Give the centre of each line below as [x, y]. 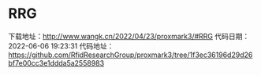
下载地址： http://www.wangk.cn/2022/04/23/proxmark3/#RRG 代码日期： [129, 36]
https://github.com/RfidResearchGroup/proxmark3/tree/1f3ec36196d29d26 [130, 55]
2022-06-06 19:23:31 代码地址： [61, 46]
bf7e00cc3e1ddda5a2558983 [56, 62]
